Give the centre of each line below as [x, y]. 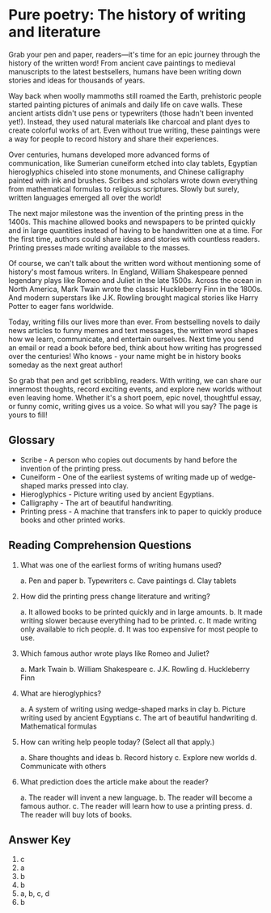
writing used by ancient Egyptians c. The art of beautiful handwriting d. [138, 717]
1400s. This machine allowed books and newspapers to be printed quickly [132, 222]
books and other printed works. [72, 520]
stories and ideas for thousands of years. [77, 80]
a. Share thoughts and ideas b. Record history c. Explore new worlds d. [138, 757]
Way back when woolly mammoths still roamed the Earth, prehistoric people [135, 95]
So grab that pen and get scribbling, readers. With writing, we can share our [135, 380]
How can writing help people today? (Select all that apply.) [117, 742]
